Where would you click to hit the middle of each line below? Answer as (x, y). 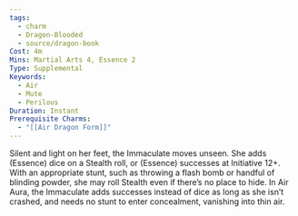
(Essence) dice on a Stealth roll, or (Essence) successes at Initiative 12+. (145, 163)
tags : (20, 18)
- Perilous (38, 102)
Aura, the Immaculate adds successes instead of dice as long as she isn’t (147, 192)
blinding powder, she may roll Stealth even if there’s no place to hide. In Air (149, 182)
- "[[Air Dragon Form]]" (65, 128)
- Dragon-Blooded (50, 34)
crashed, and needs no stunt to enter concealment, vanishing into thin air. (147, 201)
